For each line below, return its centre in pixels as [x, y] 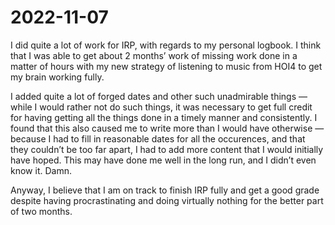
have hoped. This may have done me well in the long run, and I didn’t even [163, 160]
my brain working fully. [57, 77]
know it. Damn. [41, 170]
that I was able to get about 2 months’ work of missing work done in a [154, 55]
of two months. [41, 211]
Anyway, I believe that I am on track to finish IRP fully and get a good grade [165, 190]
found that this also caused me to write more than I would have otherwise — [167, 128]
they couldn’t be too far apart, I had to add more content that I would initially [167, 149]
